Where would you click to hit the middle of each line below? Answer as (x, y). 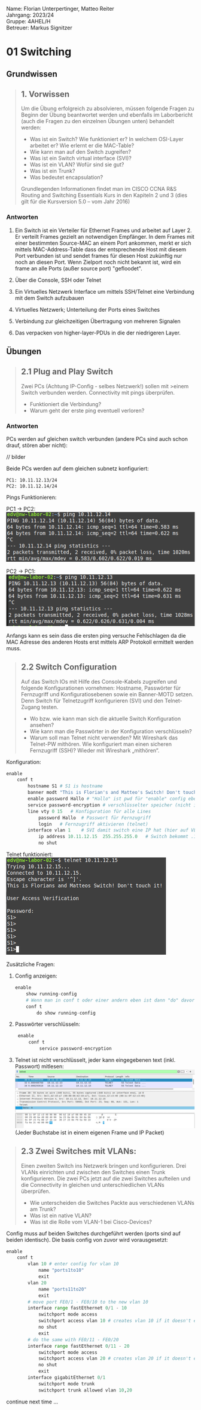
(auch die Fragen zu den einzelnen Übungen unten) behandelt (98, 121)
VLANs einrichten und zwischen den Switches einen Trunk (93, 1172)
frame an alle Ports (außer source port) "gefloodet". (78, 268)
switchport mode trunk (66, 1384)
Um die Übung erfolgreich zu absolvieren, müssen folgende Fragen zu (107, 109)
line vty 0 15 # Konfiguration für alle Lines (89, 811)
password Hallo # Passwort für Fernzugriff (95, 818)
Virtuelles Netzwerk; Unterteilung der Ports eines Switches (87, 309)
